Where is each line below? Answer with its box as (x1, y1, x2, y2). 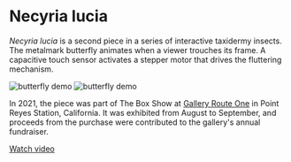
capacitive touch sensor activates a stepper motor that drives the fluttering (9, 54, 282, 65)
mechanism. (9, 64, 54, 74)
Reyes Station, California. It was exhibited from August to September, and (9, 107, 277, 118)
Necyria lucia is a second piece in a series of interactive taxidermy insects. (9, 35, 283, 46)
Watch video (9, 143, 55, 154)
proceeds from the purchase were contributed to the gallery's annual (9, 117, 261, 127)
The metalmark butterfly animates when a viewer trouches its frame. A (9, 44, 266, 55)
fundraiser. (9, 126, 49, 136)
